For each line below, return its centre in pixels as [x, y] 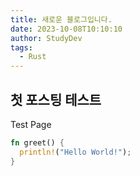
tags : [21, 47]
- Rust [33, 57]
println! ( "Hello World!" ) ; [75, 152]
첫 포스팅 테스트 [56, 99]
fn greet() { [37, 142]
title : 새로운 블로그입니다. [61, 19]
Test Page [31, 124]
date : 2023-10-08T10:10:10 [66, 29]
